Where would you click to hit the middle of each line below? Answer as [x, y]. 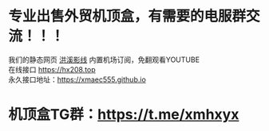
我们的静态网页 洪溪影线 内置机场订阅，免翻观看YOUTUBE [104, 60]
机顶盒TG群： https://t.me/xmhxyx [124, 115]
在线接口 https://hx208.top [52, 69]
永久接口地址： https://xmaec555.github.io [77, 79]
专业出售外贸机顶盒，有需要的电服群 [127, 16]
